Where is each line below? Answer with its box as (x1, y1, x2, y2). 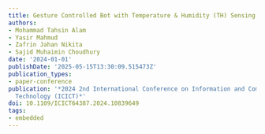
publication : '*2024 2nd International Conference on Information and (8, 84, 245, 93)
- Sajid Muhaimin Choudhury (8, 48, 101, 56)
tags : (8, 107, 26, 115)
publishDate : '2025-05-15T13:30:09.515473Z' (8, 63, 157, 71)
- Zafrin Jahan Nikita (8, 41, 83, 49)
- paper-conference (8, 77, 73, 85)
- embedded (8, 114, 44, 122)
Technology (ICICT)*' (15, 92, 87, 100)
